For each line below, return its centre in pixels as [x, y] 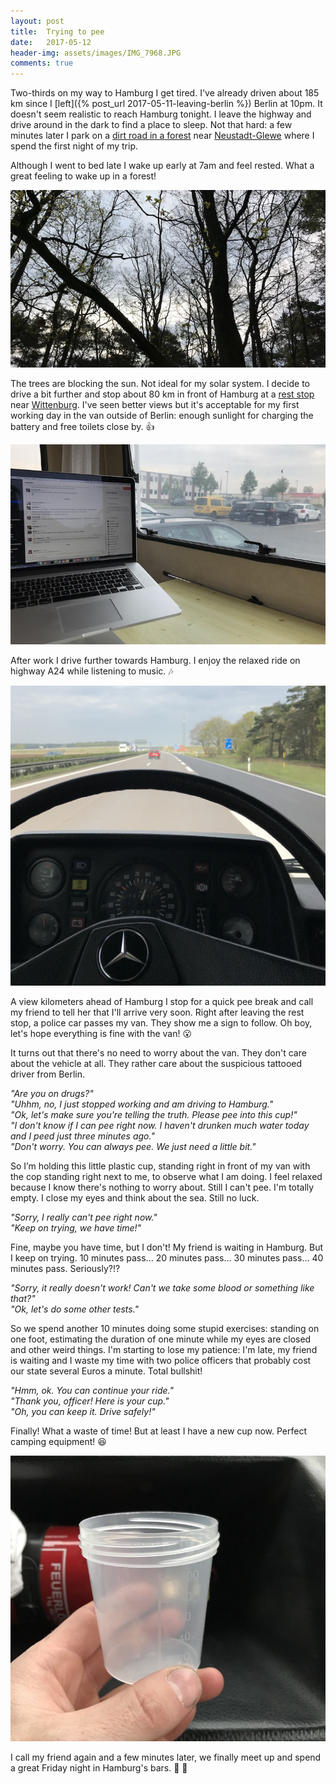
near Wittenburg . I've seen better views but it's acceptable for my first [155, 404]
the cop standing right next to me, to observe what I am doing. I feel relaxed [166, 1177]
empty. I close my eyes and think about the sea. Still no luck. [135, 1198]
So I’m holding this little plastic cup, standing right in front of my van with [160, 1166]
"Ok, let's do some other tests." [75, 1309]
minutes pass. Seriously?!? [65, 1269]
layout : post [37, 21]
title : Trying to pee [57, 31]
